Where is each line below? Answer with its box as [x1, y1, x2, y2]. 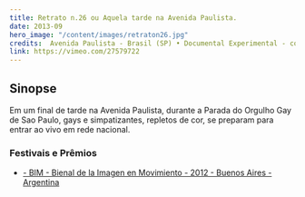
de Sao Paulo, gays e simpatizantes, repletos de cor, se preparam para [9, 114, 274, 125]
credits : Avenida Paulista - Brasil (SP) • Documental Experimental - [9, 38, 286, 48]
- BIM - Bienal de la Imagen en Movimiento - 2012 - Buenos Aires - [22, 167, 272, 178]
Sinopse [9, 81, 57, 96]
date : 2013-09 [9, 22, 64, 31]
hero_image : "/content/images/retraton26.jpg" [9, 30, 189, 39]
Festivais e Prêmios [9, 146, 97, 159]
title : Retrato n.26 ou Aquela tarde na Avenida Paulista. [9, 13, 238, 23]
